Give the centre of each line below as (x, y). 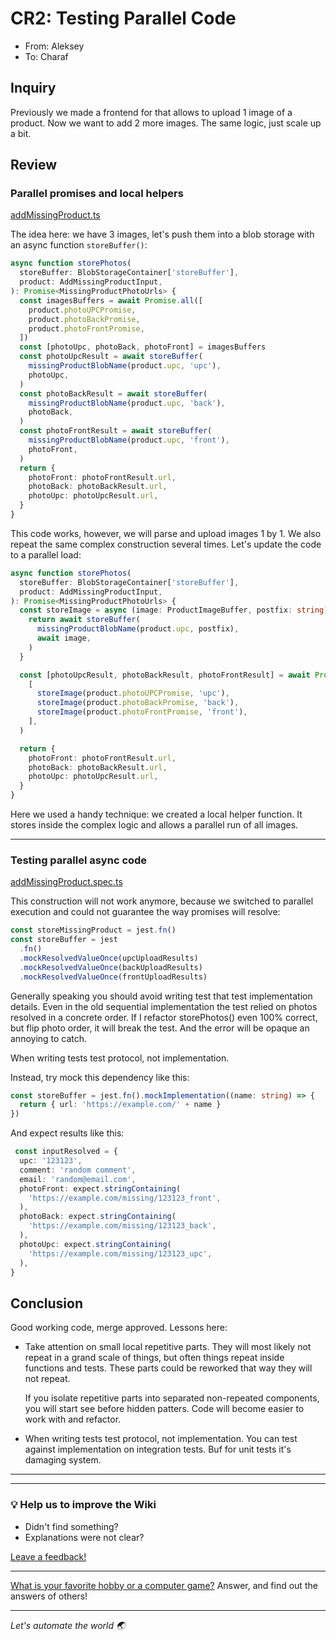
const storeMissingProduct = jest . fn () (93, 930)
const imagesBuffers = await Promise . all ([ (111, 300)
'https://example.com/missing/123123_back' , (122, 1226)
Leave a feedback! (48, 1556)
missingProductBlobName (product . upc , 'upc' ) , (125, 366)
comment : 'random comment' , (78, 1170)
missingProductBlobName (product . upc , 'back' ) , (127, 403)
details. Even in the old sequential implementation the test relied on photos (164, 1006)
